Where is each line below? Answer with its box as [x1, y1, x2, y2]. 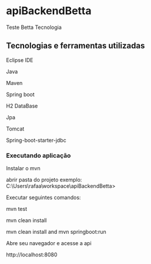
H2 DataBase [6, 102, 38, 109]
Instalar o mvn [6, 165, 41, 172]
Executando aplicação [6, 151, 71, 159]
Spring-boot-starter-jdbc [6, 136, 66, 144]
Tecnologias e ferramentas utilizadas [6, 41, 145, 51]
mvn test [6, 206, 28, 213]
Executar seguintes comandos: [6, 194, 81, 201]
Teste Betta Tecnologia [6, 24, 62, 31]
